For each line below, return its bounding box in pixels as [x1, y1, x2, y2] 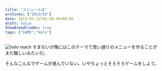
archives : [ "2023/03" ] [5, 12, 52, 17]
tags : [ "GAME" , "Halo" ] [5, 30, 52, 35]
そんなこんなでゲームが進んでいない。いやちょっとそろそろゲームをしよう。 [5, 61, 160, 66]
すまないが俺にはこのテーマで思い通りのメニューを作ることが [32, 44, 158, 49]
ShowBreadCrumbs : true [5, 25, 52, 30]
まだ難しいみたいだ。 [5, 50, 48, 56]
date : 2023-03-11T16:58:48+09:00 [5, 16, 74, 21]
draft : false [5, 21, 32, 26]
